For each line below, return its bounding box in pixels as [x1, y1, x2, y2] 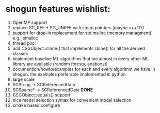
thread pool [12, 40, 36, 46]
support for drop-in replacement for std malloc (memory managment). [12, 30, 153, 36]
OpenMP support [12, 19, 48, 25]
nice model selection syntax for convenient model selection [12, 97, 132, 103]
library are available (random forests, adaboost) [12, 61, 108, 67]
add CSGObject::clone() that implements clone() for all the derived [12, 45, 145, 51]
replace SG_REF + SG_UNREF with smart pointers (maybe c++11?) [12, 24, 144, 30]
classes [12, 50, 28, 56]
